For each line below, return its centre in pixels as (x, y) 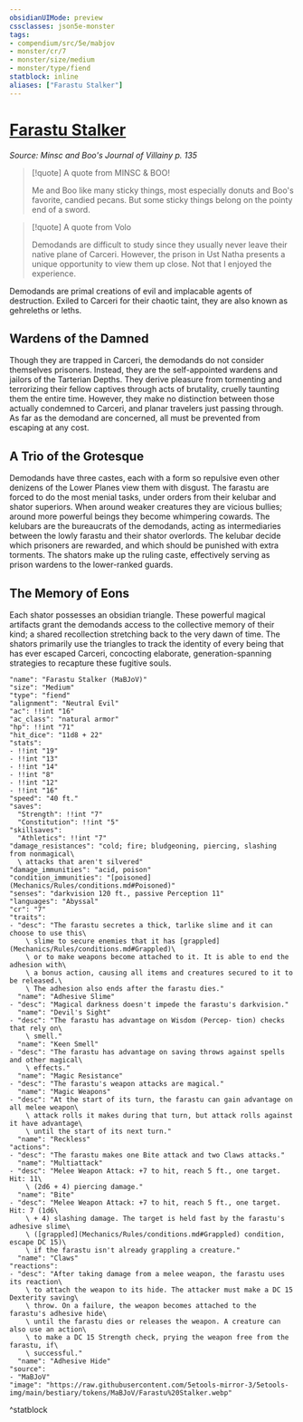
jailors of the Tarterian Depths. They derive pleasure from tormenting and (146, 380)
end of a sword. (61, 209)
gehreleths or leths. (46, 310)
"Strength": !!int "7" (60, 814)
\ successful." (54, 1353)
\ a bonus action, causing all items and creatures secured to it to (160, 973)
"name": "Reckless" (54, 1139)
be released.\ (36, 981)
